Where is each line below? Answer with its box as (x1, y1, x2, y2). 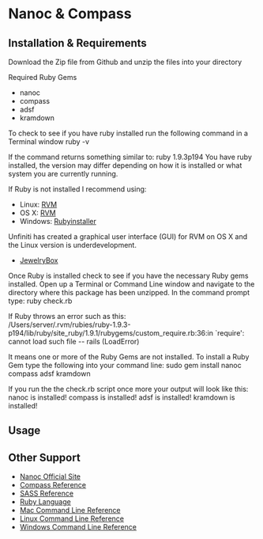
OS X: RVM (19, 208, 57, 218)
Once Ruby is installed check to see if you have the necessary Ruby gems (8, 271, 249, 280)
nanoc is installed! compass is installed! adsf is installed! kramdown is (8, 393, 235, 402)
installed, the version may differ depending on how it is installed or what (8, 161, 242, 170)
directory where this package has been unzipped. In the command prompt (8, 288, 250, 297)
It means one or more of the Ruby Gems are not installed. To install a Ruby (8, 352, 250, 361)
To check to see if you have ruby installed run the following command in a (8, 128, 249, 138)
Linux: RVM (19, 199, 58, 209)
